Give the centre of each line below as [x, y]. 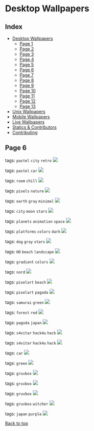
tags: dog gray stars [25, 241]
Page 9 [27, 86]
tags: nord [15, 272]
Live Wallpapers [28, 122]
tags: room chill [21, 180]
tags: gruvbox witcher [27, 403]
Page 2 [27, 49]
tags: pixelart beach [26, 282]
